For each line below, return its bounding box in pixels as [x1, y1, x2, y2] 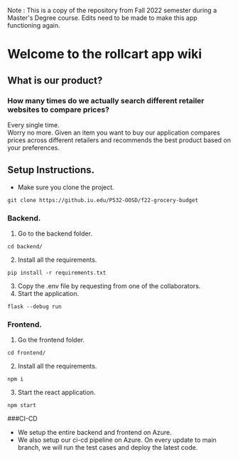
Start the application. [17, 289, 80, 297]
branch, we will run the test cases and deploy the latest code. [17, 443, 198, 452]
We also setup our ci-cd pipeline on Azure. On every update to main [17, 436, 217, 444]
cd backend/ [7, 243, 43, 250]
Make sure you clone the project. [17, 183, 115, 191]
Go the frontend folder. [17, 336, 85, 344]
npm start [7, 402, 37, 409]
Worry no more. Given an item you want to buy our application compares [7, 128, 220, 137]
